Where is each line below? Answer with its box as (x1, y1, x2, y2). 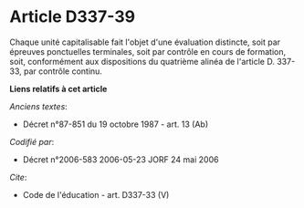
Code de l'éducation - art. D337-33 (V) (22, 189, 170, 200)
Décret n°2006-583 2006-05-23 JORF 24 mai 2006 (22, 153, 219, 165)
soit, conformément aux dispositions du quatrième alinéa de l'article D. (9, 56, 276, 67)
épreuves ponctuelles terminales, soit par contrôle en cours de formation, (9, 46, 287, 57)
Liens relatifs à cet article (9, 83, 108, 94)
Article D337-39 (9, 6, 135, 27)
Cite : (9, 172, 27, 182)
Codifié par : (9, 136, 55, 147)
